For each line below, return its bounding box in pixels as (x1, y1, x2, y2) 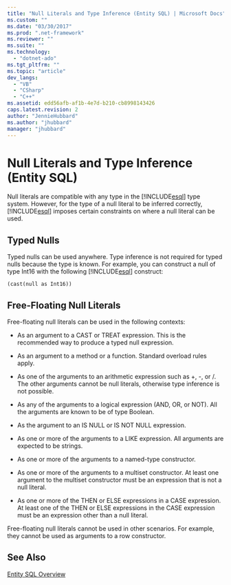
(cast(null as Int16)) (7, 280, 72, 288)
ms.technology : (7, 49, 51, 56)
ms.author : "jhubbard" (7, 119, 72, 126)
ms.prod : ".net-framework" (7, 29, 85, 37)
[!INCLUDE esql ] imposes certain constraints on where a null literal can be (7, 207, 215, 216)
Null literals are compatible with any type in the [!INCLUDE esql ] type (7, 192, 201, 201)
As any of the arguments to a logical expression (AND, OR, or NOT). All (16, 400, 218, 409)
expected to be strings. (16, 442, 83, 450)
